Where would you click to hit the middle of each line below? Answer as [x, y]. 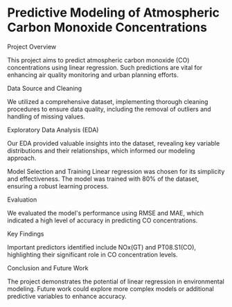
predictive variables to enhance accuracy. [67, 296]
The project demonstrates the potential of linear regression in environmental [116, 281]
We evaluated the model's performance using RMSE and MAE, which [106, 213]
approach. [22, 158]
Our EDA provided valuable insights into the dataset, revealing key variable [114, 143]
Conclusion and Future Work [48, 267]
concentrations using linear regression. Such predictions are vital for [105, 67]
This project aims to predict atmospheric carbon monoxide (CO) [98, 60]
